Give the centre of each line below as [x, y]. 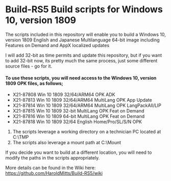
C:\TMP [21, 137]
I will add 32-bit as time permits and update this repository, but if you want [84, 55]
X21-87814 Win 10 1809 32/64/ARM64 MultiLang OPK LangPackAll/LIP [87, 105]
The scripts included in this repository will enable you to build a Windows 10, [86, 34]
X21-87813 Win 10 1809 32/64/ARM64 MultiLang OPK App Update [82, 100]
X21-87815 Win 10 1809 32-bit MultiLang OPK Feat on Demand [78, 111]
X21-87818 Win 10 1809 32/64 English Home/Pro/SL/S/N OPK [77, 122]
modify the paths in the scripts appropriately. [53, 158]
